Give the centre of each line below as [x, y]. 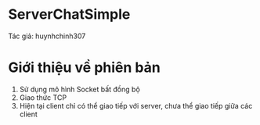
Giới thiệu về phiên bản [84, 68]
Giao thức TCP [43, 97]
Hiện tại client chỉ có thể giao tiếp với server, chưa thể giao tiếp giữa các [136, 105]
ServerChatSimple [69, 14]
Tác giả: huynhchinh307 [47, 36]
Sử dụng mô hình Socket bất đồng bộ [80, 89]
